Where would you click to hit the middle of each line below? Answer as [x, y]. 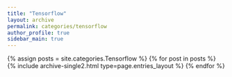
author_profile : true [39, 33]
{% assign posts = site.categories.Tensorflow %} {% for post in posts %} [112, 58]
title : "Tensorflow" [37, 13]
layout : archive [31, 20]
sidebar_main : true [35, 39]
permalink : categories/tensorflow [57, 26]
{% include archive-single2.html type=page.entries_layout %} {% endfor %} [116, 66]
